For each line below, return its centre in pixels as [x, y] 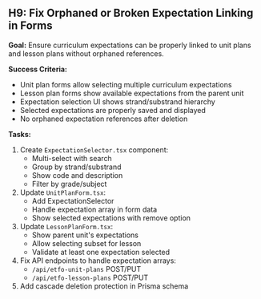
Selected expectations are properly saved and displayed [113, 110]
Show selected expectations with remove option [111, 218]
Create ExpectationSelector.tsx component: [94, 149]
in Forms [30, 26]
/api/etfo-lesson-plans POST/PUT [90, 277]
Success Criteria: [38, 69]
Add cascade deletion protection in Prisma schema [104, 286]
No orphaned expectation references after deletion [104, 119]
